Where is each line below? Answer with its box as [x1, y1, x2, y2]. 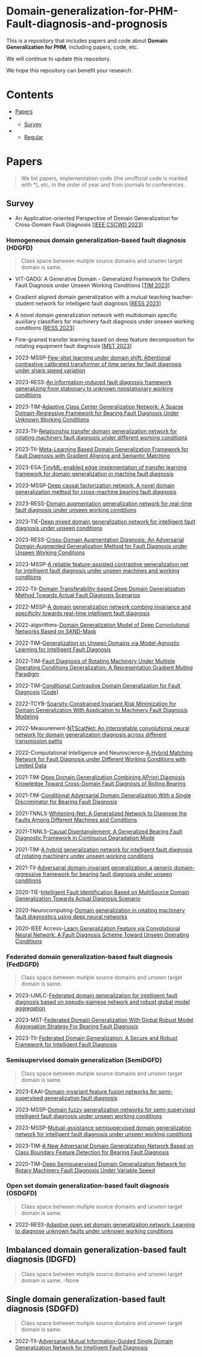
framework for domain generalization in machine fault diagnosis [14, 470, 174, 477]
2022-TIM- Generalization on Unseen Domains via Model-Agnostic [14, 639, 180, 647]
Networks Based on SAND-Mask [14, 627, 96, 634]
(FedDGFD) [6, 960, 40, 969]
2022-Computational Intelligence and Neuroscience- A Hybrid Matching [14, 749, 193, 756]
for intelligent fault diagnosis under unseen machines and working [14, 567, 180, 574]
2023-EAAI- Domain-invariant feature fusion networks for [14, 1087, 157, 1095]
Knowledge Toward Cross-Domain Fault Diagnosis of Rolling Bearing [14, 780, 186, 787]
